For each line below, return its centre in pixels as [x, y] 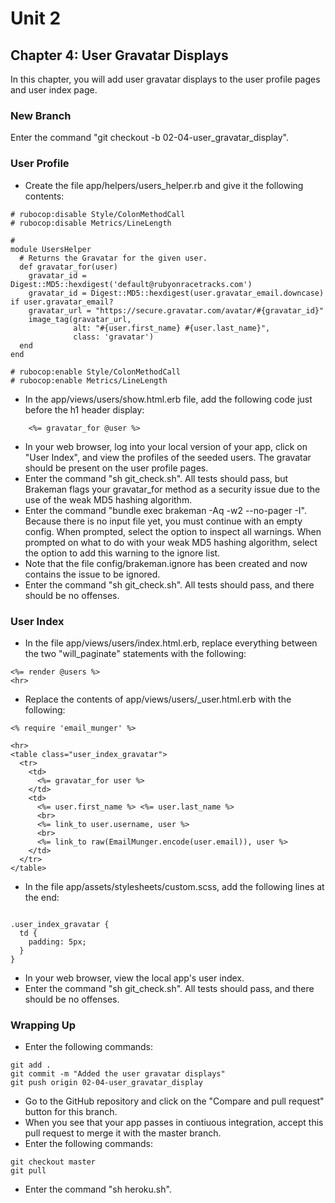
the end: [42, 897]
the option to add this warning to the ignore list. [122, 553]
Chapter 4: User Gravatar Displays [119, 55]
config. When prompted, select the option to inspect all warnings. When [173, 531]
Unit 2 [36, 18]
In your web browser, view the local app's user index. [134, 978]
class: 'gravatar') [114, 337]
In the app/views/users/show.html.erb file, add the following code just [168, 399]
